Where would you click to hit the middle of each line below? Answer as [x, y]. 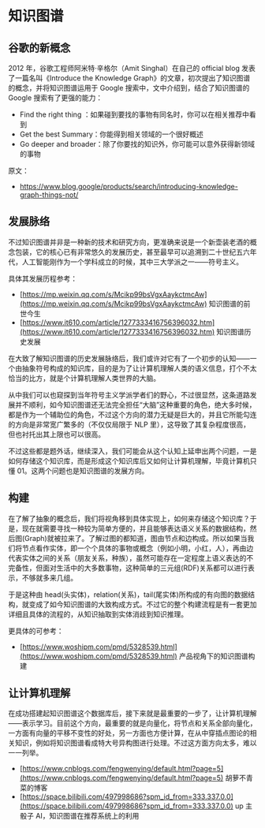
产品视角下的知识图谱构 [217, 656]
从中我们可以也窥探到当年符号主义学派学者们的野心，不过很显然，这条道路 [129, 394]
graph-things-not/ [49, 195]
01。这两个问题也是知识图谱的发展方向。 [83, 471]
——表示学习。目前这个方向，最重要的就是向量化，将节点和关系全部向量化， [132, 723]
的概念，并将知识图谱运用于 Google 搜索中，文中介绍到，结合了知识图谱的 [129, 88]
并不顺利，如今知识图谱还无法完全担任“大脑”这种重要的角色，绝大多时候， [135, 405]
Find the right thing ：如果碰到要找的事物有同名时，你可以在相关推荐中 [134, 114]
